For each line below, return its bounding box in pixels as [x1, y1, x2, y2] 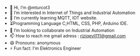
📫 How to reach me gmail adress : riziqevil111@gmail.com [9, 33, 126, 38]
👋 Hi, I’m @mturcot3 [9, 5, 50, 10]
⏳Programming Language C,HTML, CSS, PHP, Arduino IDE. [9, 20, 128, 26]
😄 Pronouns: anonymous [9, 40, 61, 46]
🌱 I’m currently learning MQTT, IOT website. [9, 15, 98, 20]
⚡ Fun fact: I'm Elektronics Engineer [9, 45, 81, 51]
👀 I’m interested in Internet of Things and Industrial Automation [9, 10, 136, 16]
